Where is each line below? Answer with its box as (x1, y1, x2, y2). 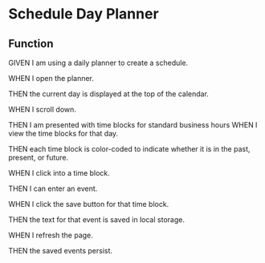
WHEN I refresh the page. (8, 230, 94, 240)
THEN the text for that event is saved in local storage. (8, 215, 185, 225)
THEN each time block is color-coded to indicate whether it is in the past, (8, 144, 251, 153)
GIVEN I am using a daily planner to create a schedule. (8, 58, 189, 67)
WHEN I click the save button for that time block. (8, 200, 169, 208)
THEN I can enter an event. (8, 184, 98, 193)
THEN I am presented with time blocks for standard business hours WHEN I (8, 120, 258, 129)
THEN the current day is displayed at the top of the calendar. (8, 89, 209, 99)
